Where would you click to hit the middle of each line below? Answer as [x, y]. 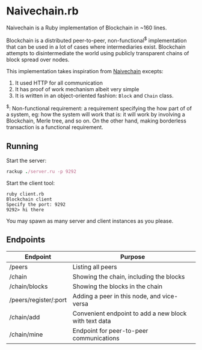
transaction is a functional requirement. [55, 127]
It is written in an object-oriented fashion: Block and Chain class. [94, 95]
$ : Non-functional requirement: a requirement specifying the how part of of [99, 107]
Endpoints [26, 240]
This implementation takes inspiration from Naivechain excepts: [85, 71]
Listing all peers [95, 267]
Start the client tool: [31, 183]
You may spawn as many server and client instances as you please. [90, 221]
